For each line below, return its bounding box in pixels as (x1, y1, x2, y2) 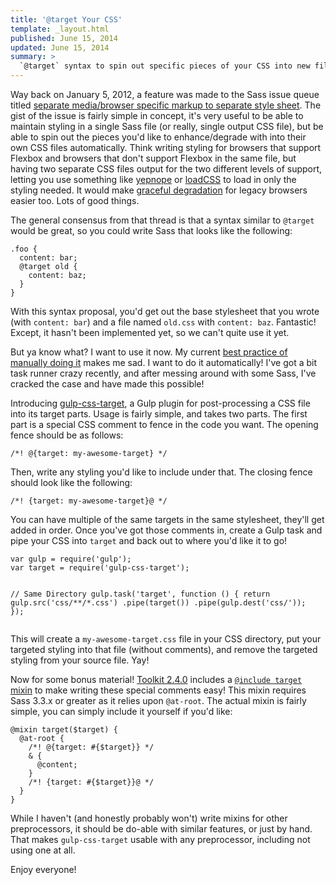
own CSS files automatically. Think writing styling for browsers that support (10, 142, 322, 153)
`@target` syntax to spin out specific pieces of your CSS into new (19, 61, 311, 71)
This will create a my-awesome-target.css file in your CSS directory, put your (10, 633, 322, 645)
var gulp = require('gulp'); (10, 554, 132, 564)
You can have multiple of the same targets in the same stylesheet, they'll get (10, 514, 325, 525)
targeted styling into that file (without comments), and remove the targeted (10, 644, 318, 655)
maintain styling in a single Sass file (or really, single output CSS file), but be (10, 121, 324, 132)
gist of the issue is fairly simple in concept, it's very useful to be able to (10, 110, 304, 121)
